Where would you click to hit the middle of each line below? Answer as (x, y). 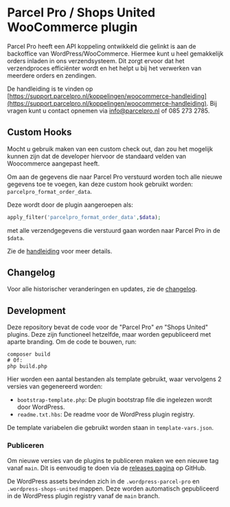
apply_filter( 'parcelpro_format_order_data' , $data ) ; (84, 217)
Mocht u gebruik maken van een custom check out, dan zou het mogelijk (110, 148)
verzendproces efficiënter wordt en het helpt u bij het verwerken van (104, 68)
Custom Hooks (39, 132)
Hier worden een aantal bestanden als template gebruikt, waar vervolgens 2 (114, 379)
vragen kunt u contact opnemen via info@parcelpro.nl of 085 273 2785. (108, 111)
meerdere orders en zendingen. (52, 75)
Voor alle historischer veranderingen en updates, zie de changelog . (102, 289)
